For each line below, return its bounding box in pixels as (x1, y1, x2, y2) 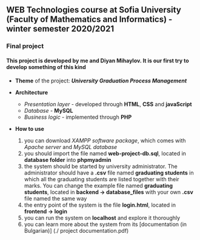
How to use (15, 125, 44, 132)
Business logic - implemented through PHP (24, 113, 132, 121)
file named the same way (24, 195, 87, 202)
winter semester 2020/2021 (6, 24, 114, 34)
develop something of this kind (6, 63, 86, 70)
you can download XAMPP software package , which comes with (24, 136, 186, 144)
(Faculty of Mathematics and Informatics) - (6, 15, 173, 25)
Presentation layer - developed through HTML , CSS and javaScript (24, 100, 192, 108)
